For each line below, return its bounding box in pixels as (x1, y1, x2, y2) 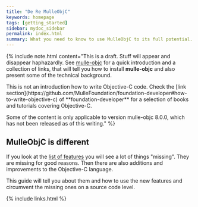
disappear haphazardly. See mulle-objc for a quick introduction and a (6, 59, 176, 66)
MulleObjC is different (6, 137, 89, 148)
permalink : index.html (6, 31, 62, 37)
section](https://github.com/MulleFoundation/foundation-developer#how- (6, 90, 187, 96)
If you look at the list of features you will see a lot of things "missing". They (6, 153, 189, 160)
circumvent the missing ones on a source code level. (6, 183, 136, 190)
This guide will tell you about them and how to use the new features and (6, 177, 183, 184)
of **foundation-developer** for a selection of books (59, 96, 189, 103)
